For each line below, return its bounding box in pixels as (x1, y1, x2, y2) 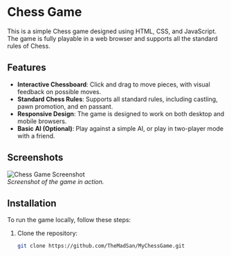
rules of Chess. (7, 42, 50, 50)
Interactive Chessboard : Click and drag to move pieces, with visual (17, 80, 211, 89)
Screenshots (7, 152, 64, 163)
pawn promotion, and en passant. (17, 102, 113, 111)
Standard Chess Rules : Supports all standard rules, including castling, (17, 95, 218, 103)
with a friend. (17, 131, 55, 140)
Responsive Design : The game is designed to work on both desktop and (17, 109, 225, 118)
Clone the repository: (17, 229, 78, 237)
